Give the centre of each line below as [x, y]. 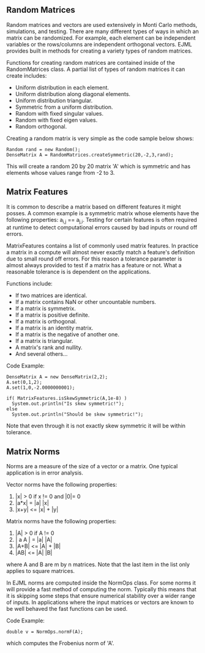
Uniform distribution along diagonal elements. [73, 94]
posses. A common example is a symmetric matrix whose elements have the [103, 213]
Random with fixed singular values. [59, 113]
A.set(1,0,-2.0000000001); [41, 388]
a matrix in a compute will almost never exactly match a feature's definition [101, 253]
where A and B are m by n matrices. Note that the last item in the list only [98, 564]
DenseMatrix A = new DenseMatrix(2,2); [57, 377]
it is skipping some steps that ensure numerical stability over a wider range [101, 596]
